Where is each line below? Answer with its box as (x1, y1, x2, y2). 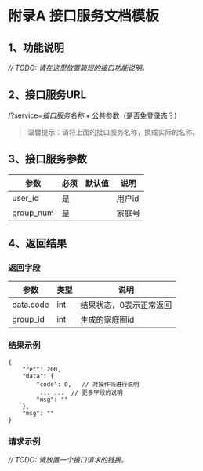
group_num (12, 207, 55, 218)
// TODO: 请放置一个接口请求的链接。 (8, 455, 129, 464)
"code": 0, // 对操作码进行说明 (36, 380, 140, 389)
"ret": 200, (22, 365, 61, 373)
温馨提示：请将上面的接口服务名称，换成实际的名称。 (27, 127, 200, 137)
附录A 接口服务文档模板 (8, 7, 159, 25)
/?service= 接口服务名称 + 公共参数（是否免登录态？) (8, 111, 178, 120)
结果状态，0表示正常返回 (80, 300, 172, 311)
